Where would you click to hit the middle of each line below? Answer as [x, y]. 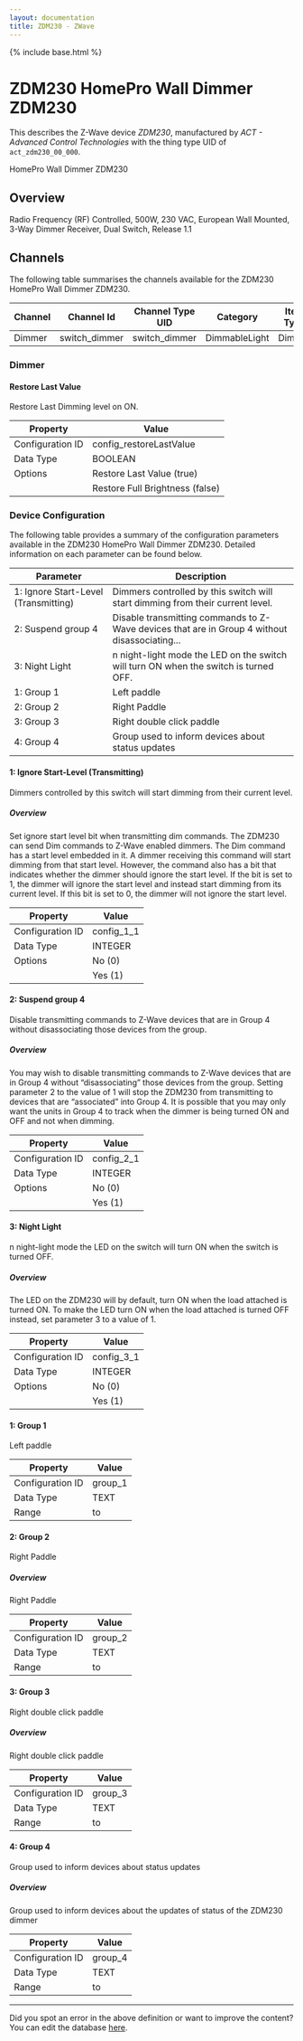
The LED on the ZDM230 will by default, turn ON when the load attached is [148, 1300]
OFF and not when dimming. [62, 1120]
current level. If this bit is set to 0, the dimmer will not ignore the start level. [148, 893]
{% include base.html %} [55, 52]
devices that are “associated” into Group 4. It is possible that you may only [148, 1101]
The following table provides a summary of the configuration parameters [144, 535]
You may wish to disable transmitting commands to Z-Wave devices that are [150, 1072]
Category [237, 317]
